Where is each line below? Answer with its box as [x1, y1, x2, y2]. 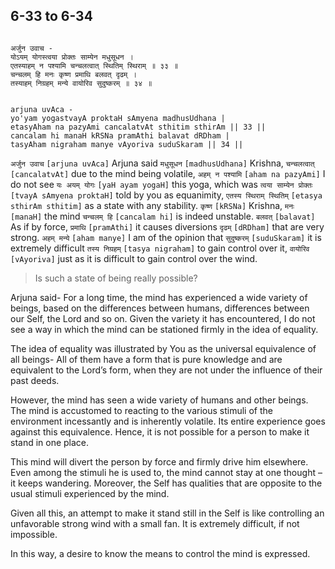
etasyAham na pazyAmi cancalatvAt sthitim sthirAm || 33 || [10, 122, 267, 132]
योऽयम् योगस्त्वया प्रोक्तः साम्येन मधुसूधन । [10, 52, 134, 62]
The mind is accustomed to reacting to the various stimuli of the [10, 404, 273, 416]
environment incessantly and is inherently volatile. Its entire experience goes [10, 415, 326, 427]
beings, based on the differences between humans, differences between [10, 302, 310, 314]
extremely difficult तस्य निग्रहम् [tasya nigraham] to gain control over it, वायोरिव [10, 242, 310, 254]
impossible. [10, 528, 58, 540]
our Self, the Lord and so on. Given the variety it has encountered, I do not [10, 312, 316, 324]
